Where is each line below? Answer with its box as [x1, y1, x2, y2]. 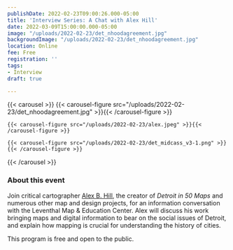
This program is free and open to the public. [7, 235, 134, 243]
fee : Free [7, 50, 36, 57]
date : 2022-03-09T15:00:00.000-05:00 [7, 23, 118, 30]
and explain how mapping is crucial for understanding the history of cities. [7, 221, 222, 229]
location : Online [7, 43, 58, 50]
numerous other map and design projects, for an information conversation [7, 198, 220, 207]
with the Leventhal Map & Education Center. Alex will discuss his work [7, 206, 209, 214]
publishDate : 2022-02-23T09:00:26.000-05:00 [7, 10, 139, 17]
